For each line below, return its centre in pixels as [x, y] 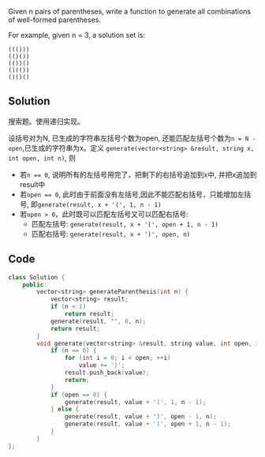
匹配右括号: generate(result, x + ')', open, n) [111, 234]
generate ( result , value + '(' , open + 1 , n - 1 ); [147, 424]
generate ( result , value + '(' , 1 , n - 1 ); [135, 402]
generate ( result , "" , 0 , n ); [98, 321]
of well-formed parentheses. [54, 20]
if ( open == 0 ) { [79, 395]
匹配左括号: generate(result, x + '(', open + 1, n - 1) [125, 223]
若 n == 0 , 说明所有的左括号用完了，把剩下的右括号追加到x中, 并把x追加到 [138, 174]
